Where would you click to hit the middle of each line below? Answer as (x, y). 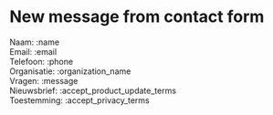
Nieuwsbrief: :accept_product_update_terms (93, 90)
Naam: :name (35, 42)
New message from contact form (137, 17)
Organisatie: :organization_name (70, 71)
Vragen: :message (44, 80)
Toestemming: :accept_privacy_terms (79, 100)
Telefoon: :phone (42, 61)
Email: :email (33, 51)
